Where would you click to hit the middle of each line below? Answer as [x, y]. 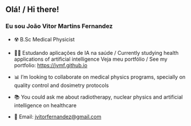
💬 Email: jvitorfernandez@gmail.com [58, 117]
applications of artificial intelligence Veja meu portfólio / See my [91, 59]
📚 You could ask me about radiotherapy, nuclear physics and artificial [98, 97]
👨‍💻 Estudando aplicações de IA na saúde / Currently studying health [96, 52]
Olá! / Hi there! [32, 10]
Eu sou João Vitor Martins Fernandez [59, 26]
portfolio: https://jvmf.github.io [51, 65]
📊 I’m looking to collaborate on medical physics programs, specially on [100, 77]
